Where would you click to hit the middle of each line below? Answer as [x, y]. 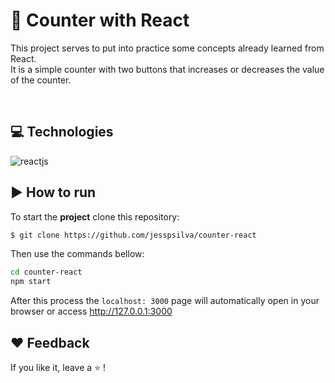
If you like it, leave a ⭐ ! [58, 367]
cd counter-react [46, 272]
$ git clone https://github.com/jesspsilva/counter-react [133, 235]
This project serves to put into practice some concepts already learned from [167, 48]
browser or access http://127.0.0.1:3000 [91, 311]
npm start [31, 282]
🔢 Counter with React [100, 20]
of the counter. [41, 80]
